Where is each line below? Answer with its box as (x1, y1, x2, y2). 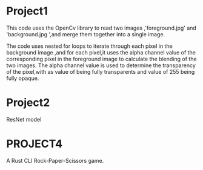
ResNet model (6, 116, 42, 123)
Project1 (6, 4, 48, 18)
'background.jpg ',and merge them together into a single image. (6, 30, 165, 38)
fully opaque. (6, 74, 39, 82)
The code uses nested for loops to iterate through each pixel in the (6, 42, 173, 50)
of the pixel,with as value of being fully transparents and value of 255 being (6, 68, 195, 75)
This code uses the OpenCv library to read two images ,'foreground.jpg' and (6, 24, 197, 31)
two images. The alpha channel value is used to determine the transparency (6, 62, 196, 69)
